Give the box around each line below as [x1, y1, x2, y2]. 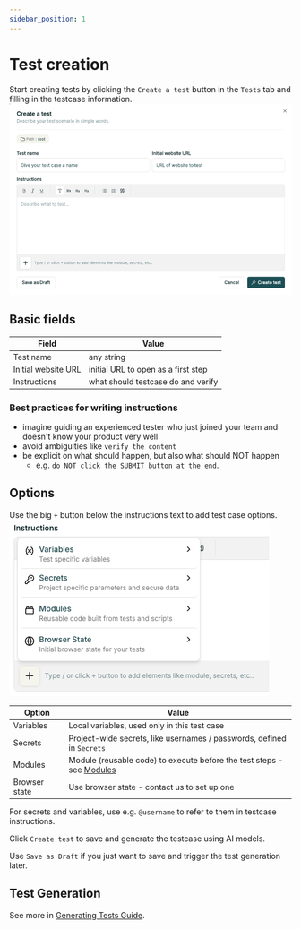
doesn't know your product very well [21, 431, 159, 442]
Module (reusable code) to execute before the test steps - [68, 754, 284, 765]
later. [9, 860, 29, 871]
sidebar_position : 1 [9, 14, 87, 23]
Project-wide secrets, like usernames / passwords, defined [68, 733, 287, 744]
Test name [13, 351, 52, 362]
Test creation [9, 54, 110, 74]
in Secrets [68, 742, 106, 753]
